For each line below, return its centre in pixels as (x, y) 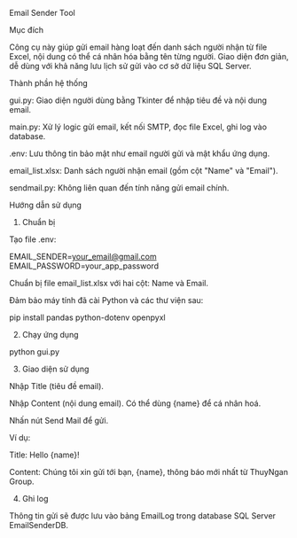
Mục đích (27, 30)
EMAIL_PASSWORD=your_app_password (84, 266)
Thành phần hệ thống (49, 83)
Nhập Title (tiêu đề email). (57, 386)
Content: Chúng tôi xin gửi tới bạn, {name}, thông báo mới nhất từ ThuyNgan (148, 472)
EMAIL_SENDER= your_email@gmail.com (83, 257)
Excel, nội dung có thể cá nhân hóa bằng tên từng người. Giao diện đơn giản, (149, 56)
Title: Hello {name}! (44, 455)
